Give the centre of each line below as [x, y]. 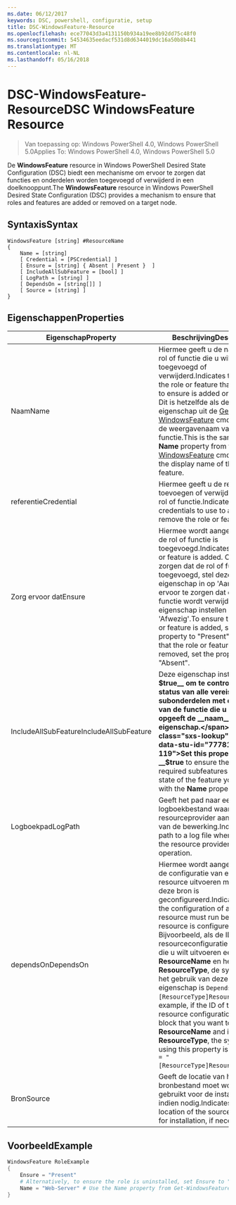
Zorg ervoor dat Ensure [48, 597]
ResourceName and [192, 1032]
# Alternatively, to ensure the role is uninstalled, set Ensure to [122, 1181]
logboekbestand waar [194, 809]
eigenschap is [182, 988]
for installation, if [186, 1120]
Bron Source [31, 1099]
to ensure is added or [194, 394]
